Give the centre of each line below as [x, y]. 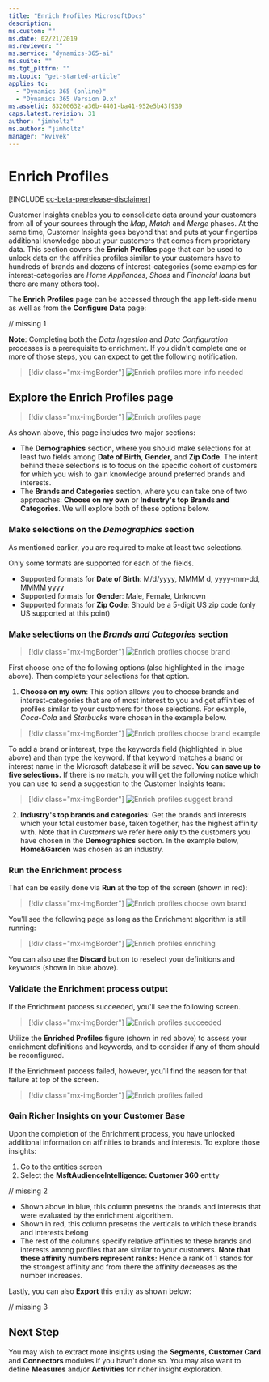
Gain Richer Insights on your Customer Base [97, 1116]
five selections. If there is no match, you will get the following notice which [134, 774]
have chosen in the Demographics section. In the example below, [129, 840]
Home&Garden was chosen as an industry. [92, 849]
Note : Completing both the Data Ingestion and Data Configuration [118, 339]
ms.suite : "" [30, 62]
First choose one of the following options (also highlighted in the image [126, 667]
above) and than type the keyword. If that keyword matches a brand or [126, 757]
